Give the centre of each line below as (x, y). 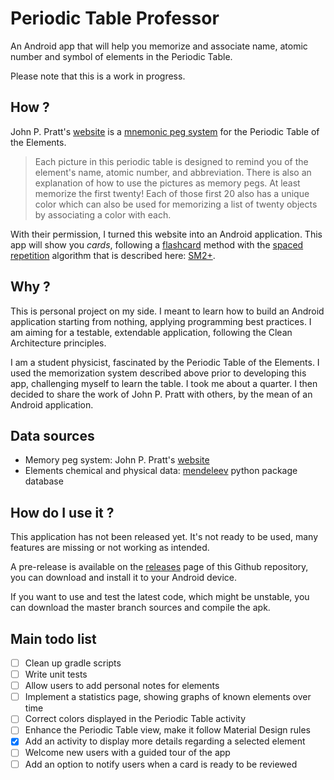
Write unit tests (56, 674)
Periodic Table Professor (115, 18)
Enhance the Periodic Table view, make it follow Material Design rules (167, 730)
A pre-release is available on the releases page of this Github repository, (159, 567)
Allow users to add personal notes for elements (122, 686)
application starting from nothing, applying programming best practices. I (161, 321)
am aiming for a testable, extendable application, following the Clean (151, 332)
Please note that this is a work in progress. (98, 76)
